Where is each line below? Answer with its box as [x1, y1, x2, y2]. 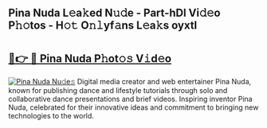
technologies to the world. [8, 111, 94, 120]
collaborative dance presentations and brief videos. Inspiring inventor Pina [8, 95, 253, 103]
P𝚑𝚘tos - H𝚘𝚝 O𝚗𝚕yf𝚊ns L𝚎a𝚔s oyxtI [8, 19, 198, 33]
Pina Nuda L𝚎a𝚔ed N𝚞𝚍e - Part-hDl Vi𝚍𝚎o [8, 6, 221, 20]
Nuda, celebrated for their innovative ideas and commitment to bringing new [8, 103, 259, 112]
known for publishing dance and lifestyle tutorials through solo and [8, 86, 228, 95]
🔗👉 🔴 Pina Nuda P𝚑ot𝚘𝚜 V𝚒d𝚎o [8, 52, 172, 65]
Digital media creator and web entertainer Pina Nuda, [77, 77, 252, 86]
